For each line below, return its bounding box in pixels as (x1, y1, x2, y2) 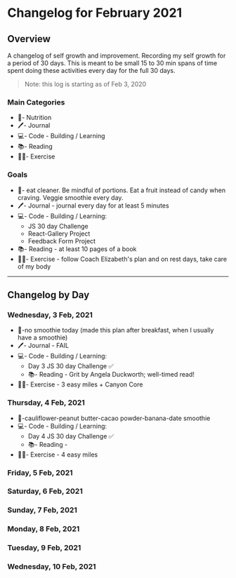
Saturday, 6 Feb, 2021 (7, 486, 83, 496)
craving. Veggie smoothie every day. (17, 193, 124, 201)
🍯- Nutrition (17, 114, 52, 122)
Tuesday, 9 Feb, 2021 (7, 543, 81, 553)
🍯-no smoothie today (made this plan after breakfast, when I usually (17, 326, 214, 335)
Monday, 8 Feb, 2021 (7, 524, 80, 534)
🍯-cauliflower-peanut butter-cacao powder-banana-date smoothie (17, 414, 211, 422)
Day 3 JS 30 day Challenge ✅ (27, 362, 114, 370)
